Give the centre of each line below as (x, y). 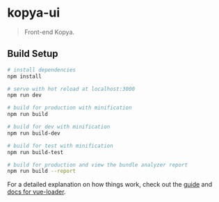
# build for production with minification (70, 108)
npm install (24, 76)
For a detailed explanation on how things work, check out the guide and (110, 185)
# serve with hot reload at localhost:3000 (71, 89)
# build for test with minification (60, 146)
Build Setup (33, 54)
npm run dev (24, 95)
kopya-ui (34, 13)
